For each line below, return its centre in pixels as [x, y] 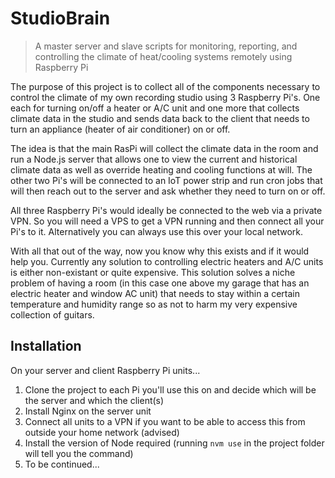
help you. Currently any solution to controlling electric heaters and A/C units [167, 261]
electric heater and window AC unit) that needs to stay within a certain [155, 293]
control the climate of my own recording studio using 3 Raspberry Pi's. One [165, 97]
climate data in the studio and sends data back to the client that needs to [160, 118]
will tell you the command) [79, 453]
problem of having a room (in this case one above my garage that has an [160, 283]
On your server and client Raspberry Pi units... [105, 370]
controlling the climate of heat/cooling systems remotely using [163, 56]
